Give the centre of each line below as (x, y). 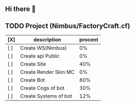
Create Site (33, 64)
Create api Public (40, 56)
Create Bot (33, 80)
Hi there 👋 (21, 9)
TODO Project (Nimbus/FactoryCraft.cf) (67, 26)
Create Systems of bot (46, 96)
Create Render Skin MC (47, 72)
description (47, 40)
